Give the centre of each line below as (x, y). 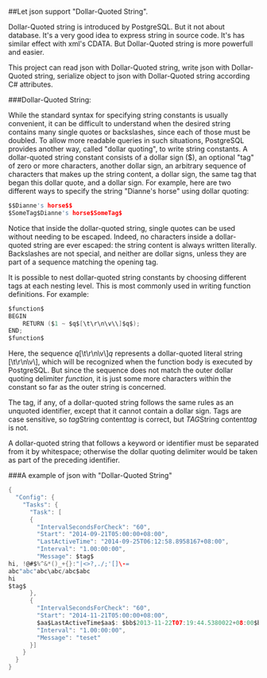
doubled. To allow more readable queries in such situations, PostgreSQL (126, 141)
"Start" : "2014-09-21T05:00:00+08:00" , (103, 534)
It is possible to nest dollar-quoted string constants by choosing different (128, 277)
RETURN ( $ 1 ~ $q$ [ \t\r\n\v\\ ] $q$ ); (81, 324)
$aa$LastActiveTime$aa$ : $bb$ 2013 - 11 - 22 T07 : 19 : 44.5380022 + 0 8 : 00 (145, 622)
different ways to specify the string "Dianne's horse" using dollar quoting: (129, 191)
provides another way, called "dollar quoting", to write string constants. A (128, 149)
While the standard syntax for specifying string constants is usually (118, 115)
